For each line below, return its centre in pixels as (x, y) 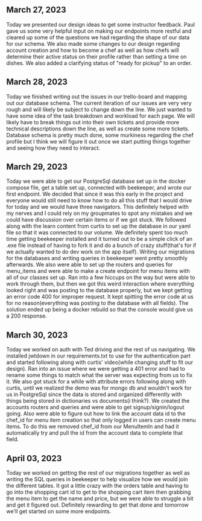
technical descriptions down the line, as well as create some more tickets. (98, 129)
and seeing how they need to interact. (53, 148)
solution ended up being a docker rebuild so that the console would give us (100, 310)
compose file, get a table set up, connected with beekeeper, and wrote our (99, 188)
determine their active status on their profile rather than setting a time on (96, 56)
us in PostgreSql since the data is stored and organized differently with (94, 394)
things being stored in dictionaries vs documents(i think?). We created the (98, 401)
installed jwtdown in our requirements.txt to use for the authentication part (99, 356)
